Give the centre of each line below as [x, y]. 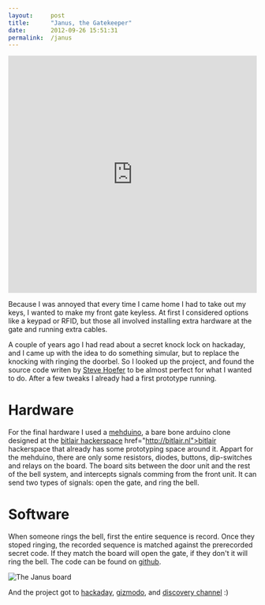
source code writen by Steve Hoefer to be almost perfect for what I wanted [130, 370]
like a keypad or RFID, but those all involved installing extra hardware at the [130, 321]
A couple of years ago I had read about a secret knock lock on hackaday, [127, 345]
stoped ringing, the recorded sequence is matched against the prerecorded [131, 545]
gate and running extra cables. [58, 330]
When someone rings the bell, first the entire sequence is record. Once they [131, 537]
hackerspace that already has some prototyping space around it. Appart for [131, 449]
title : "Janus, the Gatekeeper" [70, 23]
